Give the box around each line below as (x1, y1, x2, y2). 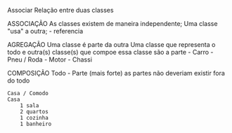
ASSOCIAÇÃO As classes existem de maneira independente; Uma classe (7, 20, 218, 27)
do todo (7, 76, 30, 85)
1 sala (20, 102, 39, 109)
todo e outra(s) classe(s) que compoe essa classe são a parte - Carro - (7, 48, 214, 56)
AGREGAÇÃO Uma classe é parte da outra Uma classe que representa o (7, 41, 216, 48)
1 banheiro (20, 120, 52, 127)
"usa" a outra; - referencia (7, 27, 84, 35)
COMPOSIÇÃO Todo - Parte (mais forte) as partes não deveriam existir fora (7, 69, 225, 77)
